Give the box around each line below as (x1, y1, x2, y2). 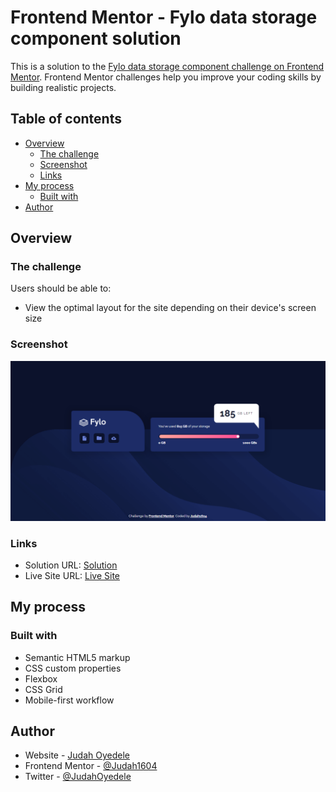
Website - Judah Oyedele (24, 749, 130, 761)
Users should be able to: (10, 282, 112, 295)
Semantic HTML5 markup (24, 651, 131, 663)
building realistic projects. (10, 81, 117, 93)
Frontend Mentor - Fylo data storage (10, 6, 318, 29)
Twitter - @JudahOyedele (24, 771, 132, 783)
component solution (10, 27, 182, 50)
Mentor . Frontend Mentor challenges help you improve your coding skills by (10, 71, 322, 83)
